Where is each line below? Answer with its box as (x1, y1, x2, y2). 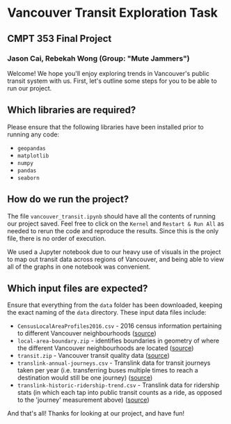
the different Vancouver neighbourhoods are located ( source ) (17, 344, 194, 352)
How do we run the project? (7, 194, 129, 205)
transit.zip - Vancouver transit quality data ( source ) (17, 352, 170, 360)
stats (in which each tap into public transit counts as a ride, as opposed (17, 388, 223, 397)
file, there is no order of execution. (7, 234, 106, 242)
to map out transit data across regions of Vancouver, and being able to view (7, 255, 225, 263)
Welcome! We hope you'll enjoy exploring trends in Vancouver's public (7, 69, 210, 77)
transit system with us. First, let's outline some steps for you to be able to (7, 77, 217, 85)
